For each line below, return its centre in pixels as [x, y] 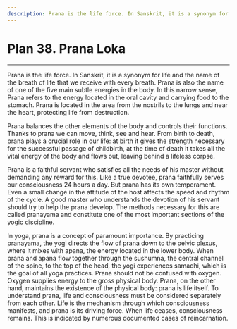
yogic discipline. [31, 222]
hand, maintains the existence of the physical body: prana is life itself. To [113, 288]
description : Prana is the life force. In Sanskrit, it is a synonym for [118, 14]
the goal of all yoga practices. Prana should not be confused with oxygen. [115, 273]
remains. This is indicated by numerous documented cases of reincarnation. [118, 318]
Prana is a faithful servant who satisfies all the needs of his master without [115, 169]
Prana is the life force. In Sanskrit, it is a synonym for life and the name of [114, 75]
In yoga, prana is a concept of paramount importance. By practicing [106, 235]
